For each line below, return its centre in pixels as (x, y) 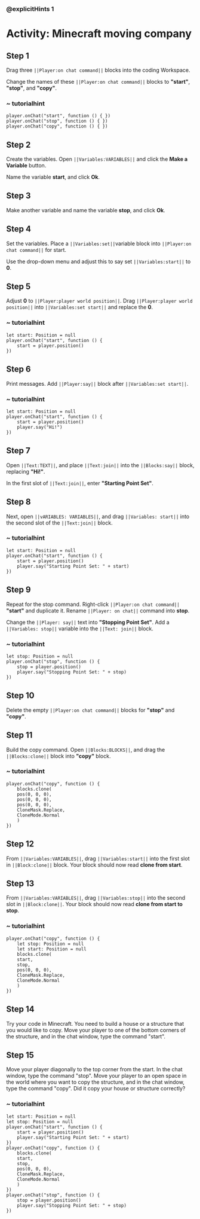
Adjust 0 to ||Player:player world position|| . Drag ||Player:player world (99, 301)
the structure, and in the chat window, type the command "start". (86, 1036)
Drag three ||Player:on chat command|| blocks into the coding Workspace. (98, 70)
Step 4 (19, 229)
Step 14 (20, 1009)
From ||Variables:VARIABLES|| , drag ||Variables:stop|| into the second (96, 898)
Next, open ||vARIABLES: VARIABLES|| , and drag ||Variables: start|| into (98, 516)
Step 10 (20, 696)
